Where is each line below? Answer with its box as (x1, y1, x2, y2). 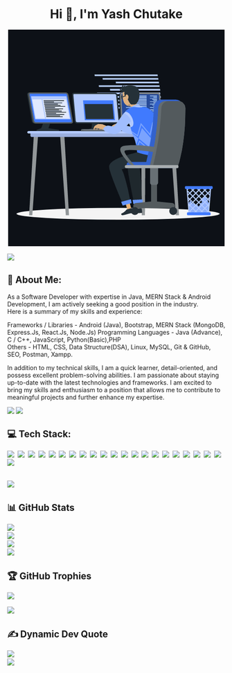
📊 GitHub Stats (7, 502, 75, 514)
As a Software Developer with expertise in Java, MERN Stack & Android (7, 292, 211, 301)
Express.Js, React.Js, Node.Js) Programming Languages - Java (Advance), (7, 328, 223, 336)
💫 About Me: (7, 274, 62, 286)
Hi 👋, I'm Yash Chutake (49, 6, 184, 22)
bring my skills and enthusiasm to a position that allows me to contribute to (7, 385, 221, 394)
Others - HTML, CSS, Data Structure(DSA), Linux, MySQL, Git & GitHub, (7, 342, 211, 351)
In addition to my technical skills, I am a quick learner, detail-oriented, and (7, 363, 218, 372)
